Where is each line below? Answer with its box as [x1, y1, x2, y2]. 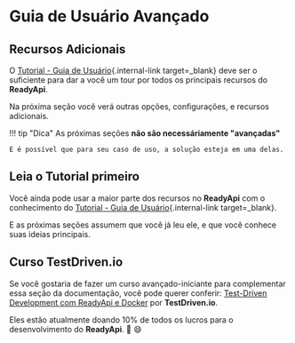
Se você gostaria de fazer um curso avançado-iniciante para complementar [9, 278, 286, 289]
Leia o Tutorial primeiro [9, 169, 140, 184]
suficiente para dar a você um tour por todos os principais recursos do [9, 75, 268, 85]
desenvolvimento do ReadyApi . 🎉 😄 [9, 323, 142, 334]
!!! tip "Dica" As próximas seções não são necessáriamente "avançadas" [9, 128, 281, 139]
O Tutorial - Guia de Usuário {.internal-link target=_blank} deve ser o [9, 65, 258, 76]
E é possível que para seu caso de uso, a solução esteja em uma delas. [9, 145, 284, 154]
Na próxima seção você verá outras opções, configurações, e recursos [9, 101, 269, 112]
